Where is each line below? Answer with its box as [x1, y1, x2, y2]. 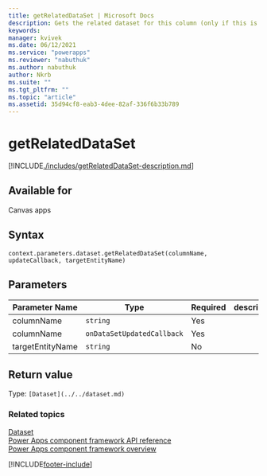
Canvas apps [8, 205, 52, 215]
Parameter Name [12, 302, 78, 313]
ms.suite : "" [8, 78, 52, 86]
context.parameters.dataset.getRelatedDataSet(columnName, [8, 249, 208, 257]
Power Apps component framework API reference [8, 435, 172, 445]
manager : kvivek [8, 33, 62, 42]
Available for [8, 184, 73, 197]
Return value [8, 368, 73, 381]
